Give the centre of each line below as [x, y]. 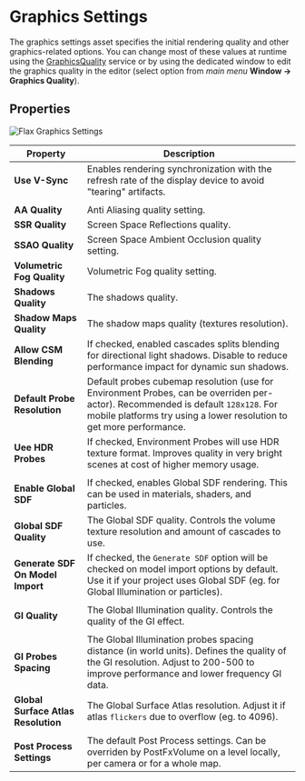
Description [189, 154]
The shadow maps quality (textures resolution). [187, 323]
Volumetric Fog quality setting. [152, 271]
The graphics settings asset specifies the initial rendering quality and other [149, 42]
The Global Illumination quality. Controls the [180, 609]
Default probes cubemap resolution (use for [180, 381]
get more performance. [136, 426]
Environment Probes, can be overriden [169, 393]
